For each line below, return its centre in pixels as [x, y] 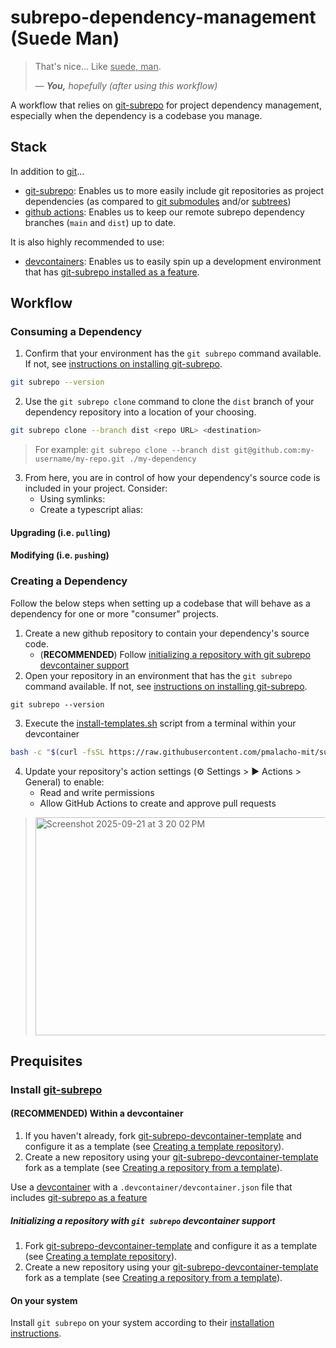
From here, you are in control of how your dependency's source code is [172, 478]
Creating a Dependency [69, 581]
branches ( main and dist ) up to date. [100, 222]
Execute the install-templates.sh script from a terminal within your [160, 723]
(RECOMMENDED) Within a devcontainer [97, 1113]
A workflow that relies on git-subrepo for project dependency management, [166, 105]
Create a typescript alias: [91, 510]
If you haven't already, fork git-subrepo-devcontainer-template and [163, 1136]
